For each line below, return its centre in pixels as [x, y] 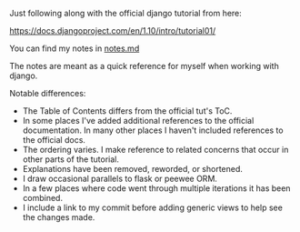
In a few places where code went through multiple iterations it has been [156, 188]
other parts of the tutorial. [71, 159]
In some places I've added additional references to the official [138, 121]
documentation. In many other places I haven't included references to [153, 130]
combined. [43, 198]
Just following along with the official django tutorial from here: [126, 13]
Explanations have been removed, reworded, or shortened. [133, 169]
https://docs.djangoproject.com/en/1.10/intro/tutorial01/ [113, 30]
